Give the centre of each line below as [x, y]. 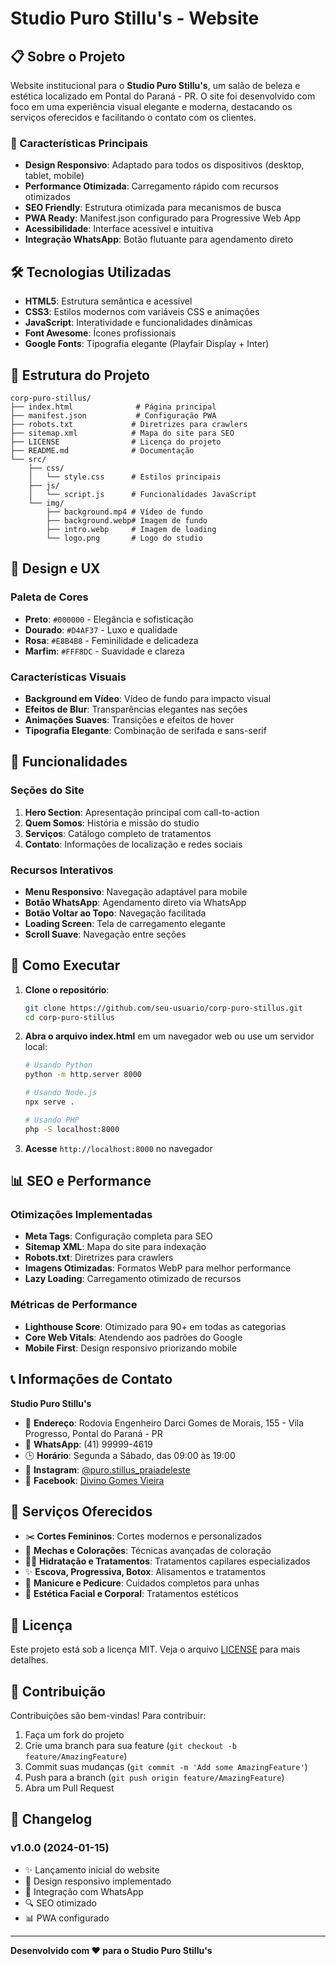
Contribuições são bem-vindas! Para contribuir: [108, 1715]
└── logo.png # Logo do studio [124, 538]
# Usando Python [58, 1065]
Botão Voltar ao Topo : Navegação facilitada [115, 913]
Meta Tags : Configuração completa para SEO [118, 1236]
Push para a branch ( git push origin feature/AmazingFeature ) [154, 1777]
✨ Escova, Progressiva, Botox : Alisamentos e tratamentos [145, 1572]
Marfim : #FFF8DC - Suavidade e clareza [104, 651]
